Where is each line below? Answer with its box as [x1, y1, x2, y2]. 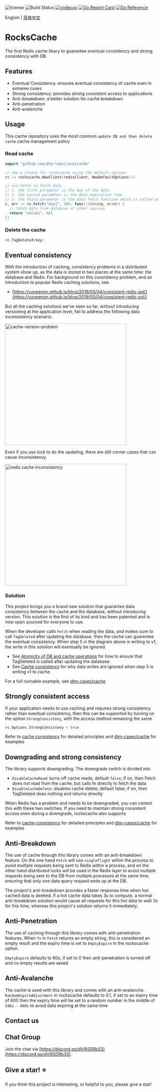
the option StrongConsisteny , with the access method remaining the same [5, 716, 152, 721]
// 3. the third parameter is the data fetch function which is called [5, 197, 153, 202]
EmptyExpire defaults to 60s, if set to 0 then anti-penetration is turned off [5, 955, 151, 961]
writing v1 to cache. [12, 669, 51, 675]
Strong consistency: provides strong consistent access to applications [12, 90, 153, 96]
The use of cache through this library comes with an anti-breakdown [5, 852, 142, 858]
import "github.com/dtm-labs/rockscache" [5, 161, 90, 166]
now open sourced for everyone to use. [5, 619, 84, 625]
